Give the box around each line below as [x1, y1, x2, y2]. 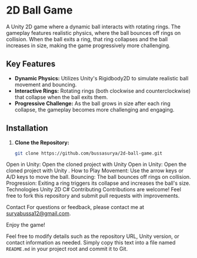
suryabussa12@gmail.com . [6, 210, 71, 217]
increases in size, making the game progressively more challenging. [6, 42, 171, 49]
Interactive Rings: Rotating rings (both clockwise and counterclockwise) [14, 87, 191, 94]
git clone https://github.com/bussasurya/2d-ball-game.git [14, 150, 163, 156]
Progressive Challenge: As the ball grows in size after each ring [14, 100, 171, 107]
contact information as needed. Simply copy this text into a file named [6, 239, 176, 246]
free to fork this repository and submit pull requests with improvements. [6, 192, 180, 200]
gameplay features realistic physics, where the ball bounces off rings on [6, 29, 181, 36]
